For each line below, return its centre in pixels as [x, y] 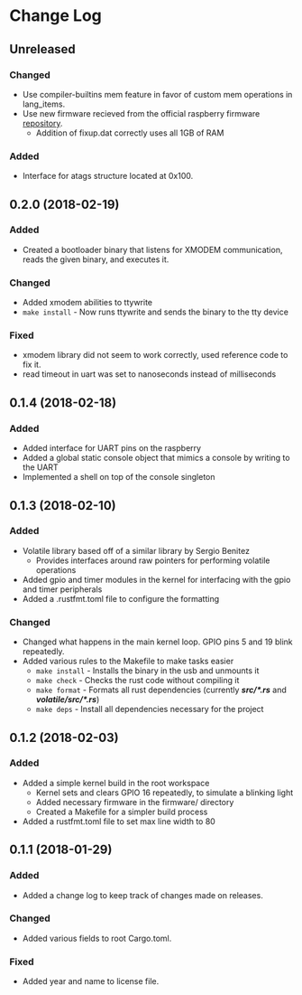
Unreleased [43, 49]
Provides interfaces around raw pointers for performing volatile [153, 560]
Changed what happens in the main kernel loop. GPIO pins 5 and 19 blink [157, 642]
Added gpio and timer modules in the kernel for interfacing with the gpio [156, 579]
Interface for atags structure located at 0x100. [108, 176]
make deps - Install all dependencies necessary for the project [150, 709]
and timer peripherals [62, 589]
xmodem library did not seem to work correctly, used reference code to [155, 355]
